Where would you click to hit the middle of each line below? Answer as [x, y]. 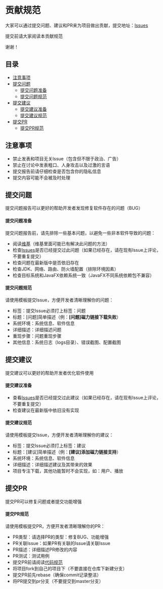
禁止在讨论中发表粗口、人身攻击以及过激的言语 [61, 165]
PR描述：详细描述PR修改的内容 [45, 550]
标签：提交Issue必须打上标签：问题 [49, 310]
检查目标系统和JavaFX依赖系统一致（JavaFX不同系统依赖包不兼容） [84, 275]
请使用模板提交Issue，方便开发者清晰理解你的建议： [59, 435]
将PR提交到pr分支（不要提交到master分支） [58, 581]
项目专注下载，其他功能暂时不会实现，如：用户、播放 [68, 471]
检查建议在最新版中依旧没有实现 [46, 410]
